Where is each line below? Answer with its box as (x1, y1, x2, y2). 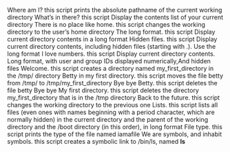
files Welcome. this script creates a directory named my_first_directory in (7, 65, 214, 72)
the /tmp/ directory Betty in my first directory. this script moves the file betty (7, 72, 224, 80)
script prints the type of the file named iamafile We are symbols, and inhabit (7, 130, 222, 138)
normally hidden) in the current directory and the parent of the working (7, 116, 209, 123)
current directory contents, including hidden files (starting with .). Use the (7, 43, 216, 50)
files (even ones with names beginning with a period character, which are (7, 108, 215, 116)
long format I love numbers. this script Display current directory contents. (7, 50, 216, 58)
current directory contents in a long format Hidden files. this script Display (7, 35, 218, 43)
